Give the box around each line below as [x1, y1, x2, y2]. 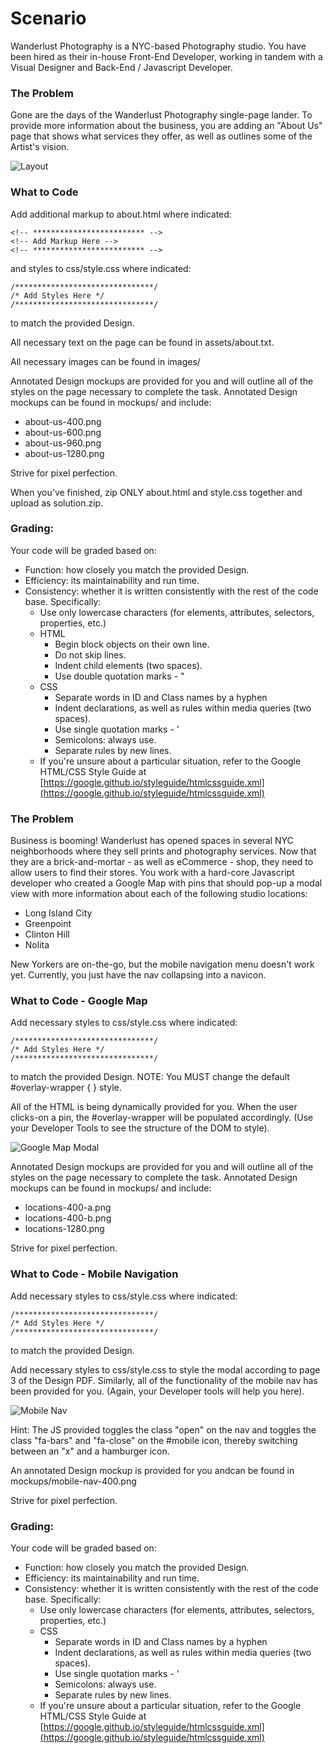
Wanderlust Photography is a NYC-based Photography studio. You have [10, 40, 307, 52]
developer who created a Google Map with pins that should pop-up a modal [10, 877, 323, 889]
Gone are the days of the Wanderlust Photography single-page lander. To [10, 109, 313, 121]
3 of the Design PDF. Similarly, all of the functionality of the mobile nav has [10, 1374, 318, 1386]
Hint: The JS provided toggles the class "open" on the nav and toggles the [10, 1423, 317, 1436]
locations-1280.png [24, 1223, 105, 1235]
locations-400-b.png [24, 1212, 112, 1224]
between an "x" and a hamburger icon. [10, 1445, 170, 1457]
